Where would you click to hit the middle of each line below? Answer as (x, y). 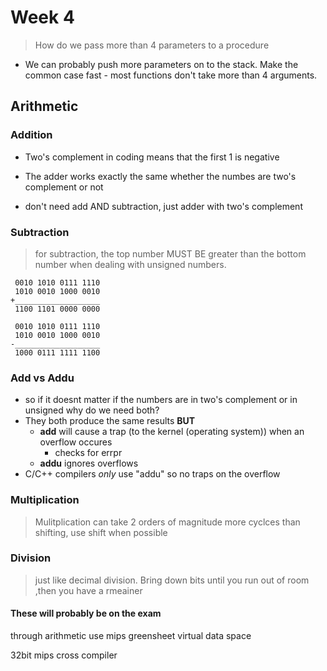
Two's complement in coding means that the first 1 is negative (152, 157)
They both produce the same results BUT (110, 421)
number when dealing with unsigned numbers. (130, 264)
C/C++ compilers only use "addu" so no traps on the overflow (152, 474)
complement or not (64, 187)
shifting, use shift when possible (101, 532)
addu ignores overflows (89, 463)
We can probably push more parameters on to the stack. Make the (161, 64)
